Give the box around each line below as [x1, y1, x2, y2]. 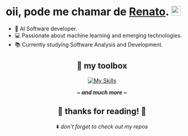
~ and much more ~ [76, 89, 128, 96]
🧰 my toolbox [76, 61, 128, 71]
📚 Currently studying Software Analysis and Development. [14, 41, 163, 48]
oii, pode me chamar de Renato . [5, 5, 169, 19]
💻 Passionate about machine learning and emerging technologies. [14, 32, 183, 39]
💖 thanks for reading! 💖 [57, 106, 147, 117]
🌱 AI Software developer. [14, 25, 78, 32]
